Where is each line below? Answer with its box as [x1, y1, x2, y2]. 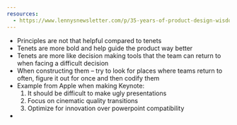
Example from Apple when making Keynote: [16, 81, 145, 90]
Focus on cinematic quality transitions [27, 96, 139, 105]
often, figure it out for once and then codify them [16, 73, 160, 82]
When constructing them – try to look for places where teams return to [16, 66, 223, 75]
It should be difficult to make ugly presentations [27, 89, 167, 97]
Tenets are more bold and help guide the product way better [16, 44, 193, 52]
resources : [6, 10, 39, 18]
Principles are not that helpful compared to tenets [16, 36, 162, 44]
